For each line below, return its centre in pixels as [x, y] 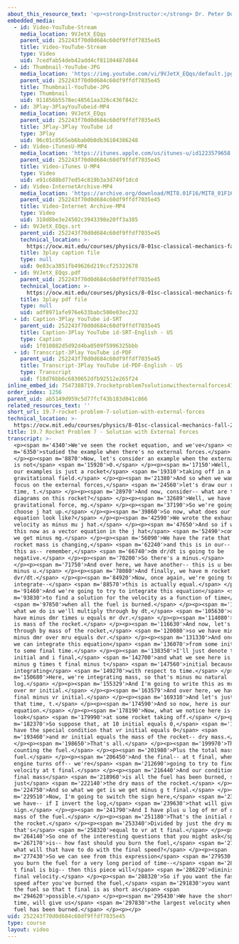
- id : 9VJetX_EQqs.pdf [47, 273]
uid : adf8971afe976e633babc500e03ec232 [79, 313]
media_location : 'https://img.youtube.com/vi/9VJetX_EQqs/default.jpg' [128, 73]
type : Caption [41, 339]
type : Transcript [46, 372]
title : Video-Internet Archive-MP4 [73, 207]
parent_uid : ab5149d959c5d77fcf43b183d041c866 [78, 399]
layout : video [28, 929]
